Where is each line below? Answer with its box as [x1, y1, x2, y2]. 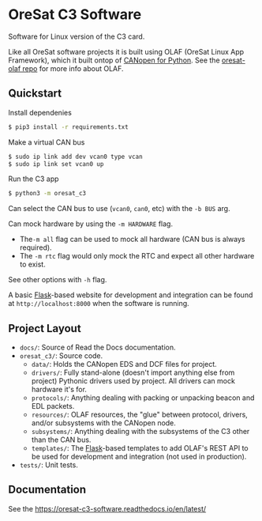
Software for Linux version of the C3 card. [8, 32, 145, 41]
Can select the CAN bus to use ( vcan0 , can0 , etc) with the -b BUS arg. [8, 204, 230, 213]
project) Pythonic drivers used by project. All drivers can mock [31, 376, 235, 386]
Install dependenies [8, 108, 73, 117]
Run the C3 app [8, 174, 59, 183]
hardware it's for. [31, 385, 87, 395]
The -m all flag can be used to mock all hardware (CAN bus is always [19, 235, 245, 244]
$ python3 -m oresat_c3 [8, 190, 87, 198]
